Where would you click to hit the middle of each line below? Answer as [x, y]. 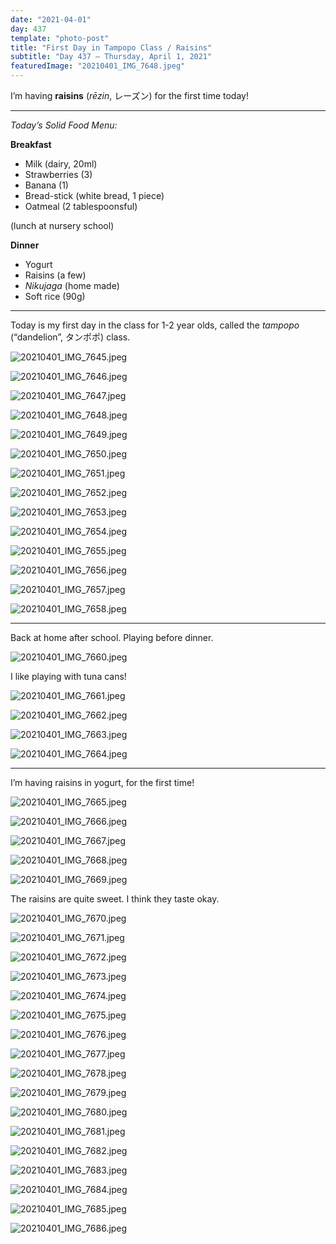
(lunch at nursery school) [62, 225]
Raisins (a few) [55, 275]
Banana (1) [46, 185]
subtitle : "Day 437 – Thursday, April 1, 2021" [111, 57]
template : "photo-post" [60, 38]
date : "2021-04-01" [51, 19]
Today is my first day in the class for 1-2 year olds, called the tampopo [155, 325]
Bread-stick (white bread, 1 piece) [94, 195]
